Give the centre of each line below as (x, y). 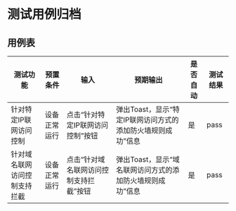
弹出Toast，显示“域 (148, 159)
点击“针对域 (86, 159)
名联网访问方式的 (144, 170)
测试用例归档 (45, 14)
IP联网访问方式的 (151, 120)
